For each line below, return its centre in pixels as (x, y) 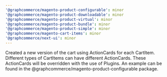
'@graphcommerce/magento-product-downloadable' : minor (65, 15)
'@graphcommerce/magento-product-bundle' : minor (58, 24)
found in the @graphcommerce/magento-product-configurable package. (82, 68)
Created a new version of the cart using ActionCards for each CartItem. (80, 52)
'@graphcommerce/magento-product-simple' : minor (58, 29)
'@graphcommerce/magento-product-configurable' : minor (65, 10)
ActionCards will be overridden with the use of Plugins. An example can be (83, 63)
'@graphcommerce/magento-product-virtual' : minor (59, 19)
